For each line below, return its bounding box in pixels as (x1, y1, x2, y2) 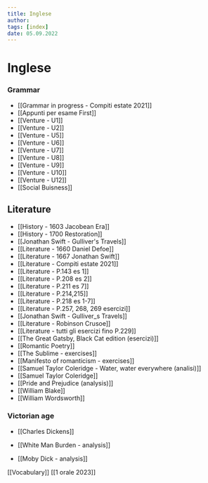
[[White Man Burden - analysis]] (17, 440, 111, 449)
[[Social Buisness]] (17, 183, 72, 192)
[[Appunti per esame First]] (17, 108, 97, 117)
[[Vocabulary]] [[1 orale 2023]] (7, 468, 96, 476)
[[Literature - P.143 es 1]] (17, 267, 89, 275)
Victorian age (7, 411, 55, 421)
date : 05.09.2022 (7, 29, 58, 37)
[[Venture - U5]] (17, 131, 65, 139)
